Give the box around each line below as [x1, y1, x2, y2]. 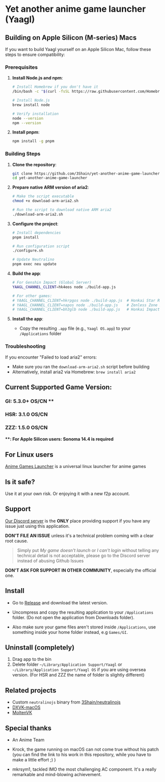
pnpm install [12, 235, 39, 240]
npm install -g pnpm [12, 139, 55, 144]
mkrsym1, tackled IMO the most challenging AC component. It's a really [12, 766, 157, 772]
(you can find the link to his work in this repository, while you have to [12, 752, 151, 757]
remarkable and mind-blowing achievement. [12, 772, 102, 778]
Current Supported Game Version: [5, 383, 112, 391]
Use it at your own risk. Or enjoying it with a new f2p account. [5, 491, 130, 496]
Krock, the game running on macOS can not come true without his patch [12, 747, 159, 753]
